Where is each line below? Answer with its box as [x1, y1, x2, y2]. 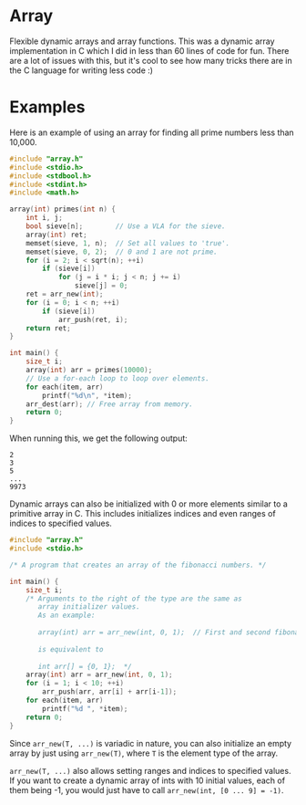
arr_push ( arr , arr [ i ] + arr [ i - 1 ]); [42, 687, 178, 696]
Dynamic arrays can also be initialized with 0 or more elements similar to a [9, 498, 289, 509]
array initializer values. [37, 602, 141, 612]
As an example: [37, 611, 96, 621]
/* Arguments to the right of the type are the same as [25, 594, 243, 603]
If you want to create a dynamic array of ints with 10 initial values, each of [9, 775, 285, 786]
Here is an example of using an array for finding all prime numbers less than [9, 127, 294, 138]
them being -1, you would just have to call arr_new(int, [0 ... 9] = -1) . [9, 784, 284, 795]
